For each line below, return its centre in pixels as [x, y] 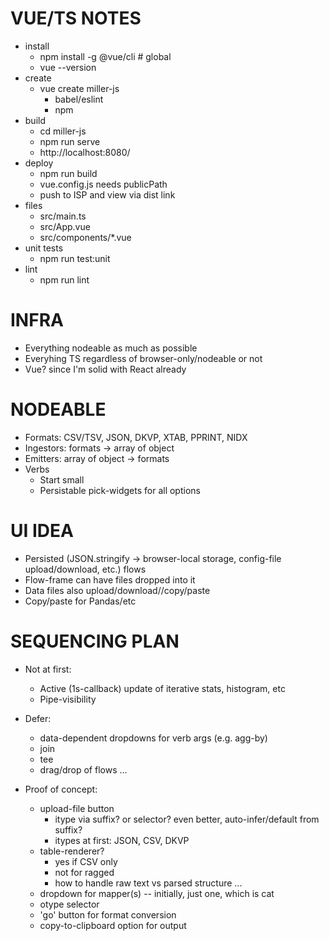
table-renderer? [72, 851]
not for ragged [84, 872]
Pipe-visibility [68, 699]
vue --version [68, 67]
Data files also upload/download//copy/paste [117, 590]
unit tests [44, 248]
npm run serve [70, 141]
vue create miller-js [79, 88]
